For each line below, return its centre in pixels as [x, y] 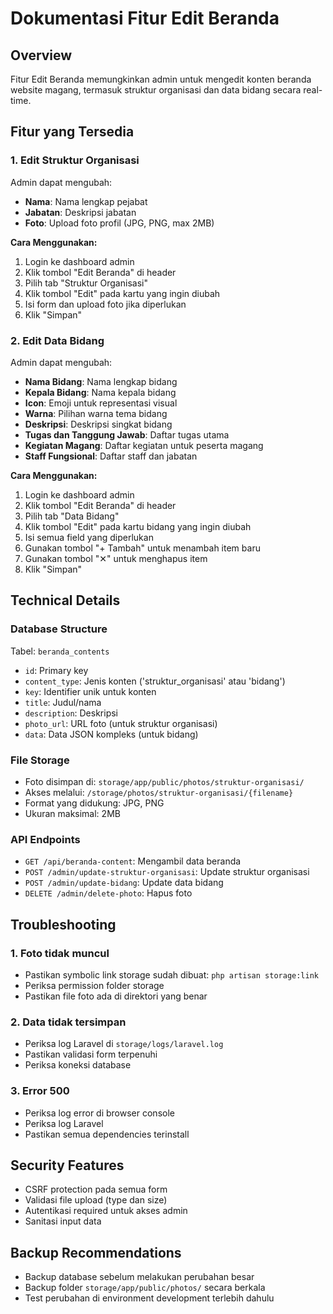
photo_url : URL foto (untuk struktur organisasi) [121, 723]
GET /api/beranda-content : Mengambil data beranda [133, 861]
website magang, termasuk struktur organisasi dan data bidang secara [156, 90]
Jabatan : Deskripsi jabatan [80, 212]
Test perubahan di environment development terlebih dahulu [149, 1298]
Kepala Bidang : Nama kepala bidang [100, 392]
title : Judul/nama [63, 702]
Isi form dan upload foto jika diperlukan [105, 304]
